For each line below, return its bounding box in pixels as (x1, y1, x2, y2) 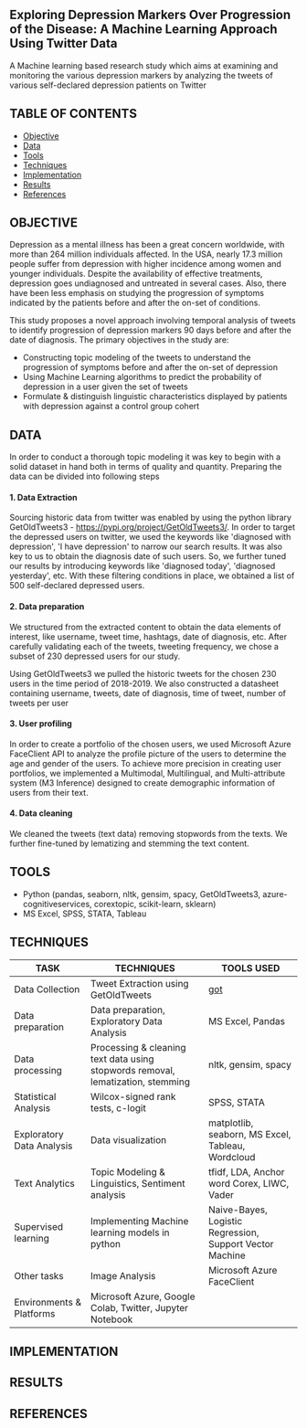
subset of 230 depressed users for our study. (9, 651, 181, 661)
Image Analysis (90, 1269, 156, 1282)
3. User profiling (9, 718, 73, 729)
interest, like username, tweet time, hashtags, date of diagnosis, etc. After (9, 630, 288, 642)
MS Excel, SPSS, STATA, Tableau (22, 908, 147, 919)
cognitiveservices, (22, 898, 93, 909)
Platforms (14, 1306, 56, 1319)
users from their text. (9, 787, 89, 798)
